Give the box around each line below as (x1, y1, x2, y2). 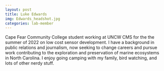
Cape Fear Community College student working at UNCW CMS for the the (5, 34, 155, 40)
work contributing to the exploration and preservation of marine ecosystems (5, 50, 160, 56)
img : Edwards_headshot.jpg (5, 16, 60, 21)
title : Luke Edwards (5, 12, 48, 17)
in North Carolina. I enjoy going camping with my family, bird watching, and (5, 55, 157, 61)
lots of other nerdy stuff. (5, 60, 54, 66)
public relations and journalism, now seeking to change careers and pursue (5, 45, 158, 50)
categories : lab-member (5, 21, 54, 26)
